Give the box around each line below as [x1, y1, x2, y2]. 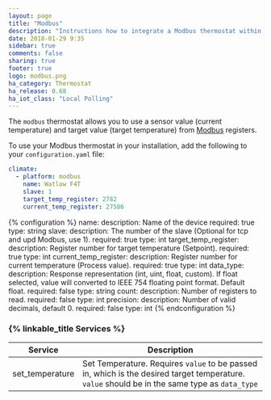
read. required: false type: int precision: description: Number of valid [8, 294, 236, 304]
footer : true [8, 65, 52, 73]
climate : [8, 165, 38, 174]
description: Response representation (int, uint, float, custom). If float [8, 268, 238, 279]
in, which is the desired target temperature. [81, 368, 245, 379]
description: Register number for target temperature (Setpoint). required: [8, 243, 250, 253]
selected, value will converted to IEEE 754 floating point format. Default [8, 277, 245, 287]
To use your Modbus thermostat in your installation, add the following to [8, 141, 248, 150]
